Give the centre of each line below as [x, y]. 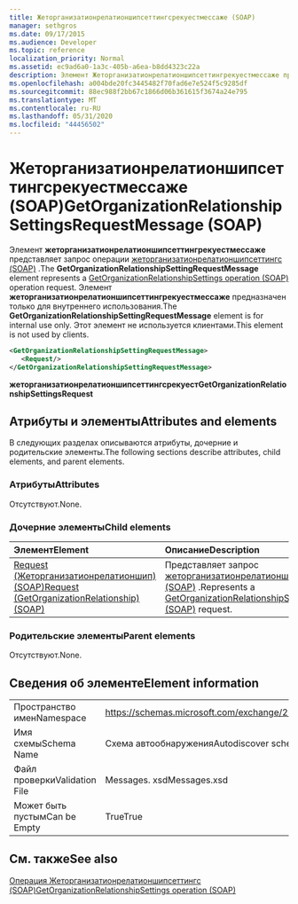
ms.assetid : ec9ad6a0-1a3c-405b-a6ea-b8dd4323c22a [105, 67]
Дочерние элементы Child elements [90, 527]
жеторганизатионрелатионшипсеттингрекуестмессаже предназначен [148, 296]
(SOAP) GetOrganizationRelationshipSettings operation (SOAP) [123, 890]
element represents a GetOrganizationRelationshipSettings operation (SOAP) [149, 278]
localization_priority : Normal [67, 59]
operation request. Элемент [61, 287]
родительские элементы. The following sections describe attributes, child [145, 452]
